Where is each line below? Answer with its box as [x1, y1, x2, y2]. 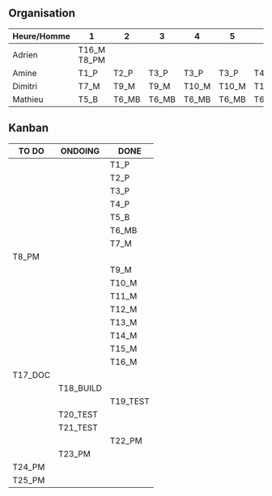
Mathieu [12, 93, 44, 104]
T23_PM [57, 448, 91, 460]
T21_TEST [57, 422, 99, 433]
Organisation [8, 6, 75, 20]
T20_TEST [57, 409, 99, 420]
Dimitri [12, 80, 38, 91]
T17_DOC [12, 369, 51, 380]
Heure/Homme [12, 30, 70, 41]
